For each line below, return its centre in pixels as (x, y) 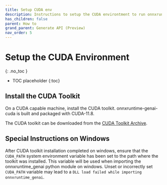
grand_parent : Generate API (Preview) (45, 28)
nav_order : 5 (19, 33)
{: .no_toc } (16, 71)
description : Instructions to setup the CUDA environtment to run (75, 14)
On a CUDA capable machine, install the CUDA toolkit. (60, 108)
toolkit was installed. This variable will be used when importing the (73, 161)
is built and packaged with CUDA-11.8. (55, 113)
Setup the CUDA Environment (67, 57)
